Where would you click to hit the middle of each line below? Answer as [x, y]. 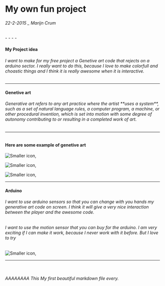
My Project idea [21, 49]
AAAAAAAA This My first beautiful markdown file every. [62, 279]
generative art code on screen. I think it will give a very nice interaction [77, 207]
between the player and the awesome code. [50, 212]
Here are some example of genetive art [45, 145]
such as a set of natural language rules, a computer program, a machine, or [82, 109]
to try [11, 238]
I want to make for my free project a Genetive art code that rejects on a [77, 60]
